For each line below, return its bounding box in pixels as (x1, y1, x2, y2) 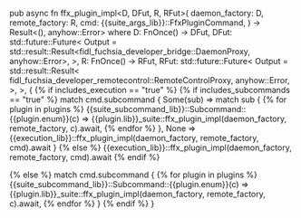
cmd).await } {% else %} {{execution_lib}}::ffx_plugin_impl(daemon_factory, (9, 142, 292, 153)
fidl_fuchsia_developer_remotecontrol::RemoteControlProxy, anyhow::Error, (9, 75, 290, 85)
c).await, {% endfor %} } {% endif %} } (9, 198, 155, 209)
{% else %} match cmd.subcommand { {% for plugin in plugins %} (9, 169, 258, 180)
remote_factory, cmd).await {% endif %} (9, 152, 160, 162)
